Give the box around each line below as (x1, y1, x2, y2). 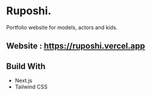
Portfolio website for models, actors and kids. (6, 24, 118, 31)
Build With (6, 61, 46, 71)
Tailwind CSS (14, 83, 48, 90)
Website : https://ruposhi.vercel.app (6, 41, 145, 51)
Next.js (14, 77, 33, 84)
